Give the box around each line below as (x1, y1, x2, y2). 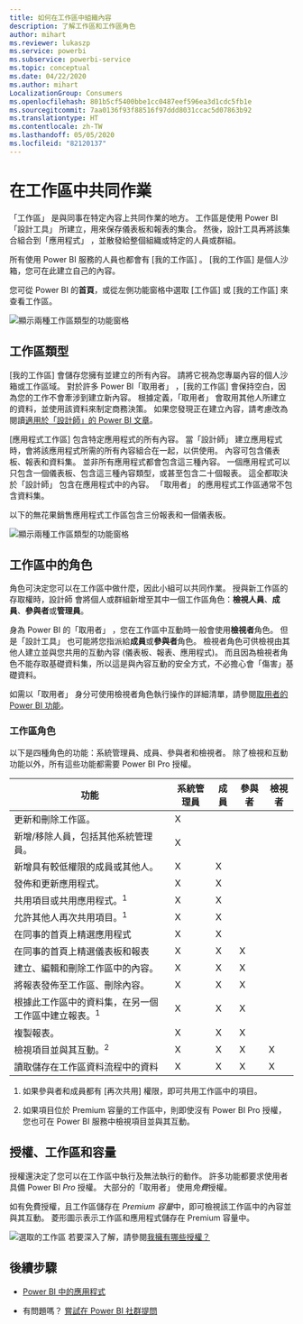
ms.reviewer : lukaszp (9, 38, 91, 48)
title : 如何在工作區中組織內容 (9, 13, 112, 23)
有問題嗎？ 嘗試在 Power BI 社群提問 (22, 1305, 158, 1316)
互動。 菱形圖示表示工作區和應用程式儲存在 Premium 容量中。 (24, 1212, 255, 1223)
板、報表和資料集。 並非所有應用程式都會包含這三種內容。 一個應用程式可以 (9, 456, 290, 467)
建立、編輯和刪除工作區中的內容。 (14, 962, 160, 975)
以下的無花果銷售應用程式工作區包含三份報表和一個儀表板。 (9, 509, 231, 519)
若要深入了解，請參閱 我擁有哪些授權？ (67, 1231, 210, 1242)
